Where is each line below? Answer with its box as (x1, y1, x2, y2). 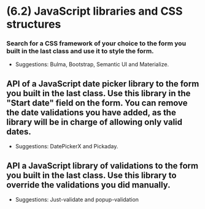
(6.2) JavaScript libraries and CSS (6, 4, 183, 18)
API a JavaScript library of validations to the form (6, 161, 198, 171)
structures (6, 17, 61, 31)
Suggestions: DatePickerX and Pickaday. (15, 143, 118, 150)
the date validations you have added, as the (6, 107, 176, 118)
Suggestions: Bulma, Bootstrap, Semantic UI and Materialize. (15, 61, 169, 68)
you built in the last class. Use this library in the (6, 88, 191, 99)
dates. (6, 126, 32, 137)
